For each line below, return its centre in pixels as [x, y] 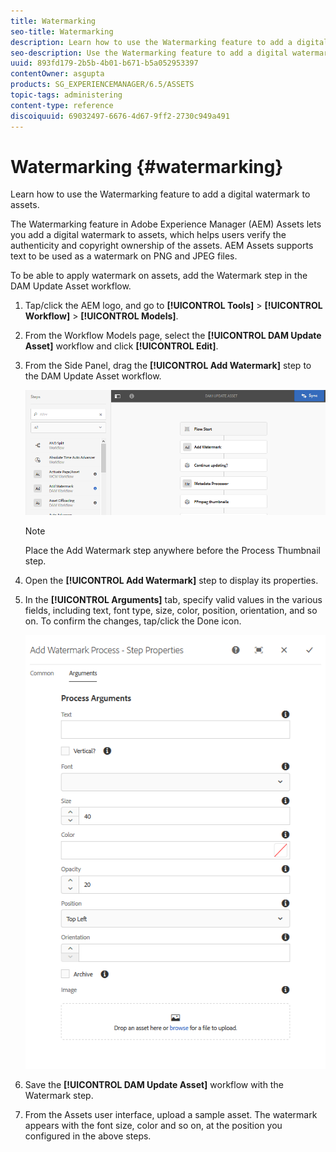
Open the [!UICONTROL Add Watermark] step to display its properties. [171, 580]
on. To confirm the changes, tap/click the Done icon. [133, 621]
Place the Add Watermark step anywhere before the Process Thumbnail [172, 550]
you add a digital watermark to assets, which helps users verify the [148, 235]
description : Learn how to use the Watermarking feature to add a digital [169, 42]
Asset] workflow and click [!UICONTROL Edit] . [121, 346]
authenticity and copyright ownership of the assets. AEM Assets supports [162, 246]
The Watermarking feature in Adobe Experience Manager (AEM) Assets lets [166, 224]
